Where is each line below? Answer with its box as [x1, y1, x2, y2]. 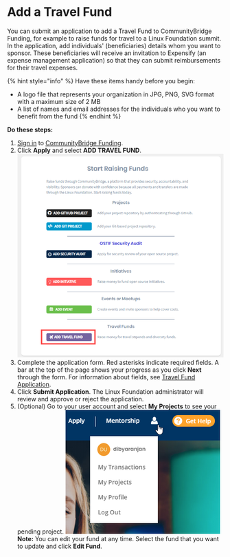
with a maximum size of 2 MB [16, 97, 101, 105]
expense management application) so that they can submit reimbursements [7, 56, 221, 64]
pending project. [16, 527, 64, 536]
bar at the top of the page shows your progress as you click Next [16, 366, 202, 374]
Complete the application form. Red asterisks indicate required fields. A [16, 358, 220, 366]
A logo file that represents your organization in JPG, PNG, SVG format [16, 90, 214, 98]
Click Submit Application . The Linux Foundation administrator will [16, 387, 204, 396]
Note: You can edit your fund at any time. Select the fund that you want [16, 534, 220, 543]
